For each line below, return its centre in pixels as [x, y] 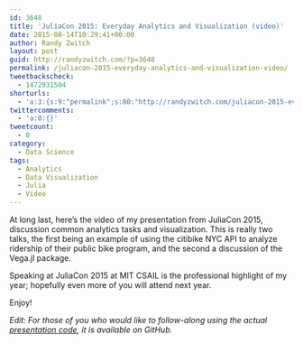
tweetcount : [32, 127]
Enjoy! [21, 302]
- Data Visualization [58, 177]
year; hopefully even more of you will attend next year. [110, 285]
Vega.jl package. [41, 258]
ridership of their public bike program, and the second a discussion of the [146, 248]
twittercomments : [42, 110]
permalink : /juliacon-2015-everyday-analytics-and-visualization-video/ [149, 69]
